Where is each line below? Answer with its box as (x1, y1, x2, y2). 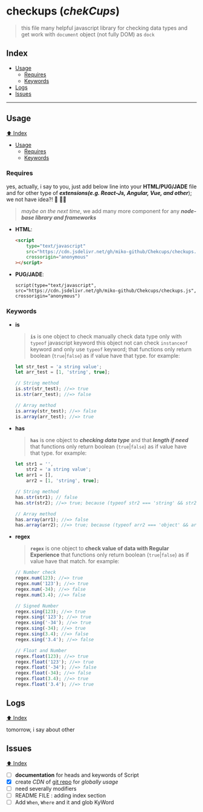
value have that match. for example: (30, 558, 120, 565)
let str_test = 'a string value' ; (14, 363, 102, 370)
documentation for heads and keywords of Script (14, 771, 139, 779)
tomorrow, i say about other (6, 725, 76, 733)
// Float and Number (14, 647, 67, 653)
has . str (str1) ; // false (14, 494, 78, 500)
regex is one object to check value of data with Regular (30, 545, 169, 552)
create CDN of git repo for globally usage (14, 778, 118, 785)
